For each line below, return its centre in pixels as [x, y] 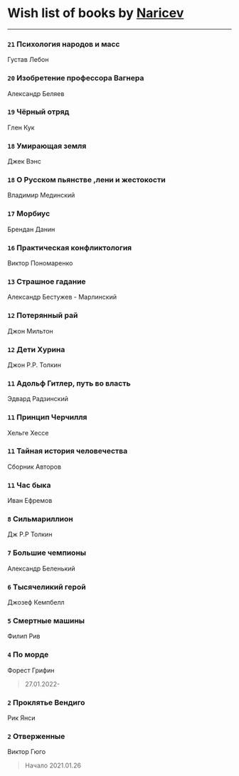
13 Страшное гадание [47, 281]
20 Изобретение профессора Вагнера [76, 78]
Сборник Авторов [34, 467]
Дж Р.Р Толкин [30, 534]
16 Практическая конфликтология [70, 248]
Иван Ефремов [30, 501]
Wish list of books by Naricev [96, 13]
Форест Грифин [31, 670]
